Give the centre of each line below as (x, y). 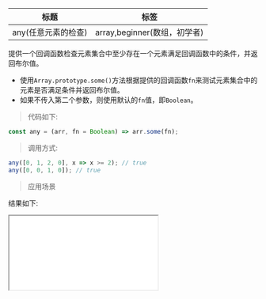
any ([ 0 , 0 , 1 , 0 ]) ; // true (55, 170)
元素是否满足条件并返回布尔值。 (72, 90)
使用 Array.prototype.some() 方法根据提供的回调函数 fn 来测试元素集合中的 (139, 80)
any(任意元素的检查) (50, 32)
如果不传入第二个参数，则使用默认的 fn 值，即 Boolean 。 (108, 100)
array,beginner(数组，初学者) (149, 32)
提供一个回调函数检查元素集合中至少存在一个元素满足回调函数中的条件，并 (129, 53)
